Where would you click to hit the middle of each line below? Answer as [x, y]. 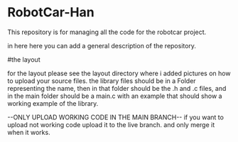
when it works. [29, 132]
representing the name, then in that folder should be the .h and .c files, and [117, 88]
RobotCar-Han [51, 12]
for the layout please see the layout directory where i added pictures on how [119, 73]
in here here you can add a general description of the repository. [102, 45]
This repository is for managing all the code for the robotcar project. [107, 32]
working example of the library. [53, 103]
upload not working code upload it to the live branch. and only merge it [111, 124]
